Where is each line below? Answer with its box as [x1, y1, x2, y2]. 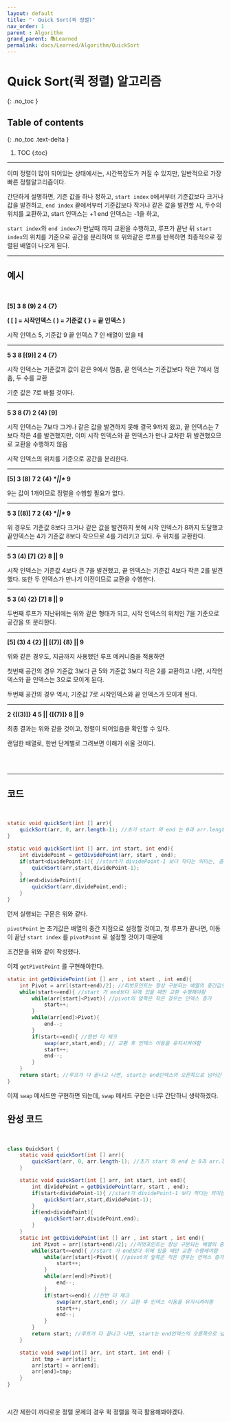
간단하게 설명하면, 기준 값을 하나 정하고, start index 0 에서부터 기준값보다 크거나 [7, 192, 223, 200]
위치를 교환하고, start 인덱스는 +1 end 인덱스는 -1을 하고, [7, 209, 159, 217]
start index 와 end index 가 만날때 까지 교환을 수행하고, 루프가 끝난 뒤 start [7, 224, 212, 232]
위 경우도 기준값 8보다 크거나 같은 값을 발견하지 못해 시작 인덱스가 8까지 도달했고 [7, 523, 223, 532]
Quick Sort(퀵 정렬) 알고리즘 [7, 74, 162, 89]
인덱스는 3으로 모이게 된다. [32, 675, 104, 683]
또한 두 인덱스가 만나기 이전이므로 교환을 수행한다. [21, 575, 156, 583]
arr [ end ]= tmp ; [32, 1368, 72, 1375]
